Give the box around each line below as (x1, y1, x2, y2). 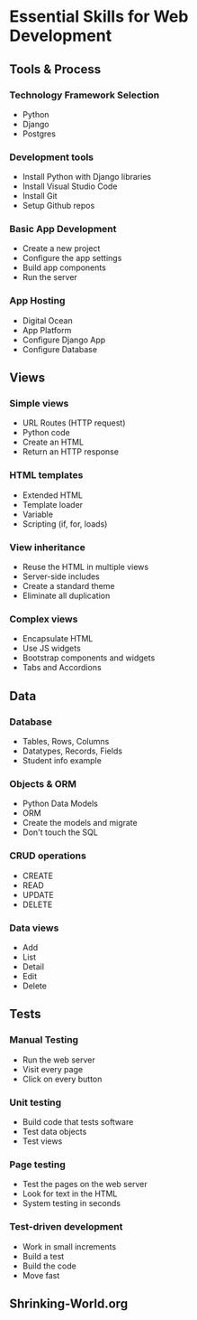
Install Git (22, 191, 58, 201)
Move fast (22, 1269, 60, 1280)
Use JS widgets (22, 643, 81, 654)
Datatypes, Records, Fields (22, 745, 123, 756)
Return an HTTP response (22, 446, 120, 457)
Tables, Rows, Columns (22, 736, 110, 747)
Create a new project (22, 243, 101, 254)
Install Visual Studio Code (22, 181, 118, 192)
